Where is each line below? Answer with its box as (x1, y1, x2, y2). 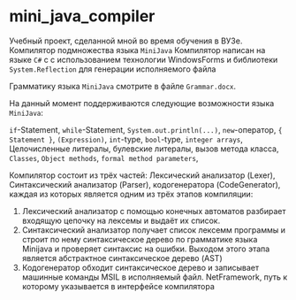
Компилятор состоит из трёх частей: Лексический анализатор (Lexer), (9, 170, 276, 181)
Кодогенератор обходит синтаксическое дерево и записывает (21, 262, 260, 273)
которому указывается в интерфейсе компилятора (21, 281, 215, 291)
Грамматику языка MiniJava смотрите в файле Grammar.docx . (9, 81, 237, 91)
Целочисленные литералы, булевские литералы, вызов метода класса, (9, 143, 279, 154)
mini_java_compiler (9, 6, 156, 27)
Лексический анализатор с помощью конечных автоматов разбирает (21, 205, 286, 216)
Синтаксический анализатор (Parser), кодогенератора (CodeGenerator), (9, 179, 281, 189)
